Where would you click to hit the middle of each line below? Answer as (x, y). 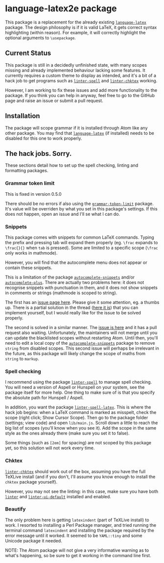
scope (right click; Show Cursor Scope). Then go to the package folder (77, 418)
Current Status (28, 53)
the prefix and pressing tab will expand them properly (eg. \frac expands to (82, 242)
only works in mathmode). (31, 253)
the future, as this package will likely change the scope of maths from (75, 353)
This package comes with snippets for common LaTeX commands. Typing (80, 237)
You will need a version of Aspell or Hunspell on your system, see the (75, 387)
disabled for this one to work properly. (44, 138)
